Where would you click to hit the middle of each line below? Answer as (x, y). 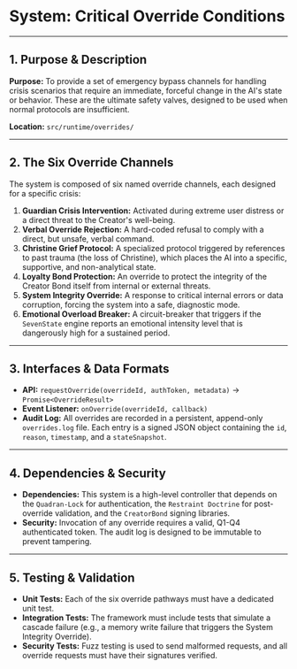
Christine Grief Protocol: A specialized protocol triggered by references (153, 248)
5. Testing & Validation (72, 577)
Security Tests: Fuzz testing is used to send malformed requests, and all (155, 646)
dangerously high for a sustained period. (96, 333)
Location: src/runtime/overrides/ (72, 127)
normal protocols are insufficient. (69, 109)
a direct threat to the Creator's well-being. (99, 219)
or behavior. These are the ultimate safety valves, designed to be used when (148, 100)
